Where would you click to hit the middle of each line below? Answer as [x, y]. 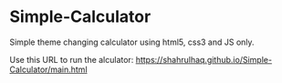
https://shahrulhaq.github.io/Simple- [204, 59]
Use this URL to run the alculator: [72, 59]
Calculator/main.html [49, 69]
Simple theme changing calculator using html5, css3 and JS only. [132, 42]
